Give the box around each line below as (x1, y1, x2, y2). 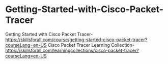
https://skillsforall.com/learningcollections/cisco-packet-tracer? (5, 47, 139, 53)
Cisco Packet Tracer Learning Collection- (47, 42, 135, 48)
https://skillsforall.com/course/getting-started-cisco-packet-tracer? (5, 37, 148, 43)
